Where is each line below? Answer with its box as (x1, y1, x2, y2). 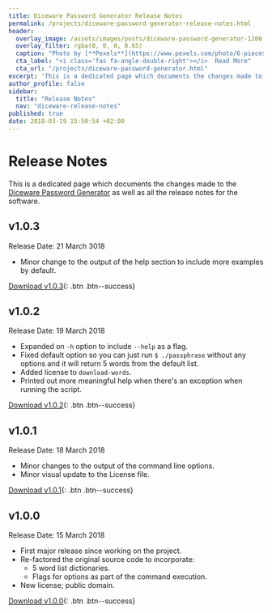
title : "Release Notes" (15, 95, 96, 103)
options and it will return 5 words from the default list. (19, 359, 199, 368)
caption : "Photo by (15, 49, 82, 57)
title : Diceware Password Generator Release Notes (8, 11, 183, 20)
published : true (8, 110, 63, 118)
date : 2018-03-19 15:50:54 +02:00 (8, 117, 125, 126)
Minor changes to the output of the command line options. (19, 461, 215, 470)
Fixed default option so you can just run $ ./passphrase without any (19, 350, 247, 360)
